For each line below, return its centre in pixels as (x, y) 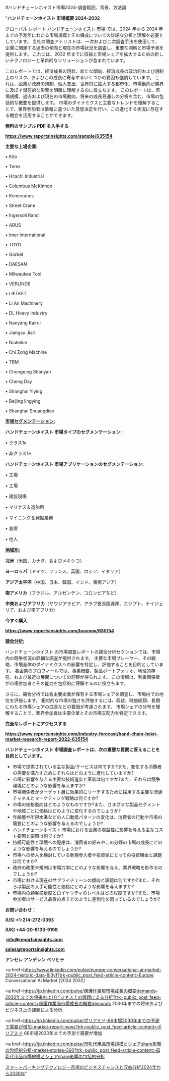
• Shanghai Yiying (24, 391)
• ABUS (13, 225)
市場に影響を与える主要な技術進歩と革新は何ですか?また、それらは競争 (86, 779)
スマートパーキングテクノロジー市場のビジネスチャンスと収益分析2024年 (81, 1067)
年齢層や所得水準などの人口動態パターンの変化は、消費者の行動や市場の (87, 817)
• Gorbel (14, 254)
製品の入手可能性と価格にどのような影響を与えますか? (78, 886)
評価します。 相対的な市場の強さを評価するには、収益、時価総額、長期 (87, 700)
